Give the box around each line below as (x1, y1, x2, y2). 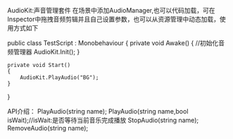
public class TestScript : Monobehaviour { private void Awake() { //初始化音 (7, 39, 225, 47)
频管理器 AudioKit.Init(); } (7, 48, 80, 56)
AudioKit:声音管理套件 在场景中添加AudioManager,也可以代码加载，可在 (7, 6, 215, 14)
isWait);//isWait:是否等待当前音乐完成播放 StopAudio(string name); (7, 116, 199, 124)
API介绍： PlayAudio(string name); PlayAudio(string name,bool (7, 107, 189, 115)
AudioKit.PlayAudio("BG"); (20, 74, 99, 81)
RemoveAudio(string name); (7, 124, 89, 132)
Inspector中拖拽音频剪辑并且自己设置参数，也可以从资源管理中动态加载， (7, 15, 220, 23)
